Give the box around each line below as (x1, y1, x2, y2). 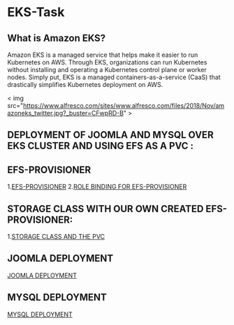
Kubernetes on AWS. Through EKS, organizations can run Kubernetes (7, 58, 207, 67)
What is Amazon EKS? (7, 32, 106, 44)
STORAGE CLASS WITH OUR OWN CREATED (7, 202, 204, 214)
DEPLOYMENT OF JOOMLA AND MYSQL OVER (7, 129, 214, 141)
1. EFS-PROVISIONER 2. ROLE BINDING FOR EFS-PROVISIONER (7, 183, 187, 191)
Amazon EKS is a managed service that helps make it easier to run (7, 50, 198, 59)
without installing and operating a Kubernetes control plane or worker (7, 66, 207, 74)
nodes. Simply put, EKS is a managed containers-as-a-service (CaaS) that (7, 73, 221, 81)
